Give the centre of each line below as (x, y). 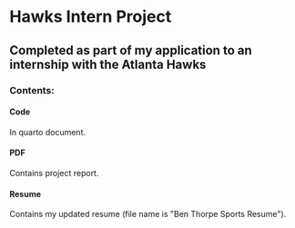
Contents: (32, 90)
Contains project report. (54, 173)
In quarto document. (48, 132)
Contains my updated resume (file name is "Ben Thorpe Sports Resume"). (148, 214)
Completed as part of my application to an (131, 50)
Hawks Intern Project (91, 17)
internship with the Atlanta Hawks (108, 64)
